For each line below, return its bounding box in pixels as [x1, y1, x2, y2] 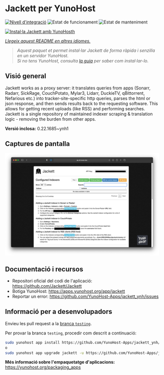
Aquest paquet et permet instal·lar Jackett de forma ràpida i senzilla [17, 47, 155, 53]
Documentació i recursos [5, 265, 83, 273]
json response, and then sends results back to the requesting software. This [5, 101, 158, 106]
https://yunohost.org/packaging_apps [5, 364, 81, 370]
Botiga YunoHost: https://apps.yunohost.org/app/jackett [12, 289, 125, 294]
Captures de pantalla [5, 140, 70, 148]
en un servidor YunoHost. [17, 52, 69, 59]
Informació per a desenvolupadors [5, 308, 112, 316]
